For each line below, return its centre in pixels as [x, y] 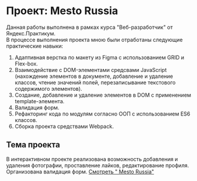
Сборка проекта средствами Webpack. [64, 126]
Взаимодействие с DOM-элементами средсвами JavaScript [91, 70]
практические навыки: [35, 46]
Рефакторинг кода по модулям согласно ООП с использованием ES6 [102, 114]
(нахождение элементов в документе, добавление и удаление [94, 76]
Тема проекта [33, 145]
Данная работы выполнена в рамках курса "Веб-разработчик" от [90, 27]
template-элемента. [40, 101]
